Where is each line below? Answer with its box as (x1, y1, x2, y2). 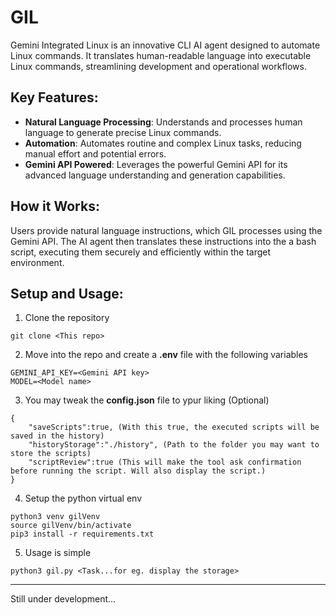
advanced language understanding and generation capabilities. (24, 169, 286, 181)
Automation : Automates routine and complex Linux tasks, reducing (24, 137, 302, 149)
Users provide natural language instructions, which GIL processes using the (10, 224, 323, 236)
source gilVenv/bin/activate (10, 521, 132, 531)
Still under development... (10, 593, 117, 605)
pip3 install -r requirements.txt (10, 529, 155, 540)
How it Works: (10, 198, 100, 215)
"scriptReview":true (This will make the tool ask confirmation (28, 457, 302, 468)
